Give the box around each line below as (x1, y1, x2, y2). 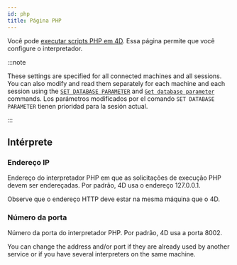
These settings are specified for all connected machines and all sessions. (7, 72, 222, 80)
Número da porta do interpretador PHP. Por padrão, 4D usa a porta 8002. (7, 229, 223, 237)
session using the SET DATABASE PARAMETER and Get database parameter (7, 87, 215, 95)
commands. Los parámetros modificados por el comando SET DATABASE (7, 94, 215, 103)
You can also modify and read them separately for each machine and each (7, 79, 226, 87)
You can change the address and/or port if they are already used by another (7, 242, 230, 251)
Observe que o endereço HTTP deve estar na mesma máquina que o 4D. (7, 195, 221, 203)
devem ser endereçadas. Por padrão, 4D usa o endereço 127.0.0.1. (7, 181, 201, 190)
